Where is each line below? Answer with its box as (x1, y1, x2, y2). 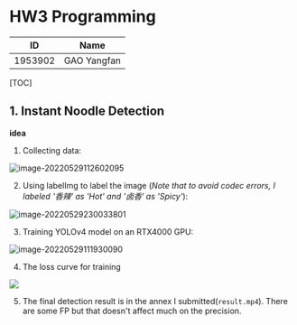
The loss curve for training (22, 261, 122, 272)
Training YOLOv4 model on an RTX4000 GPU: (22, 226, 194, 237)
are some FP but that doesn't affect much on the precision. (22, 305, 242, 316)
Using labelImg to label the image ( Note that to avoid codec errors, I (22, 180, 275, 190)
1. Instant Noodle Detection (9, 104, 165, 119)
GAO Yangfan (63, 54, 122, 67)
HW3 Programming (9, 6, 156, 27)
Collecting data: (22, 144, 82, 155)
